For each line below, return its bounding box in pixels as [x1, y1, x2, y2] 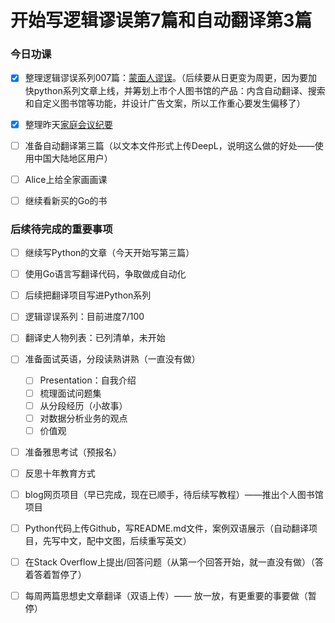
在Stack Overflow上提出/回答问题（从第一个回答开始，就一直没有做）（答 [24, 556, 325, 568]
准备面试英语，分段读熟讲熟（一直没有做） [24, 353, 201, 365]
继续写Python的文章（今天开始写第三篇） [24, 247, 195, 259]
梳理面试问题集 [39, 387, 102, 399]
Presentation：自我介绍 [39, 374, 137, 386]
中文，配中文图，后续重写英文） [59, 535, 192, 547]
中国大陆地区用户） [33, 152, 113, 164]
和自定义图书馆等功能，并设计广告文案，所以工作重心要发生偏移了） [24, 97, 306, 109]
